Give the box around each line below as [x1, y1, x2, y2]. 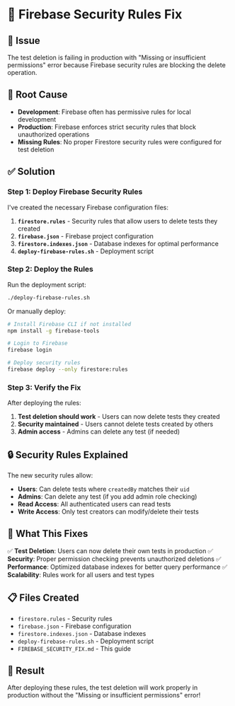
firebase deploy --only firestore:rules [7, 366, 129, 374]
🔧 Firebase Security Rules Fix [7, 6, 183, 23]
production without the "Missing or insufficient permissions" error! [7, 691, 201, 700]
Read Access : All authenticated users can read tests [17, 500, 171, 509]
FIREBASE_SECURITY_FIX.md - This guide [17, 644, 131, 653]
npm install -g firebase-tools [7, 327, 100, 335]
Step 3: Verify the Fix [7, 382, 81, 392]
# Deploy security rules [7, 359, 81, 366]
